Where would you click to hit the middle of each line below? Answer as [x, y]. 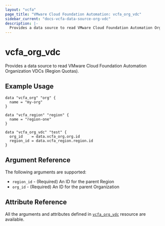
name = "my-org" [26, 102]
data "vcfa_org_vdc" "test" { [36, 132]
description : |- [22, 23]
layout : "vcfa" [21, 10]
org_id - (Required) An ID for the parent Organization [66, 187]
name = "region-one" [30, 119]
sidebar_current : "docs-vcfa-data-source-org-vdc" [58, 19]
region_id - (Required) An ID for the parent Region [63, 181]
